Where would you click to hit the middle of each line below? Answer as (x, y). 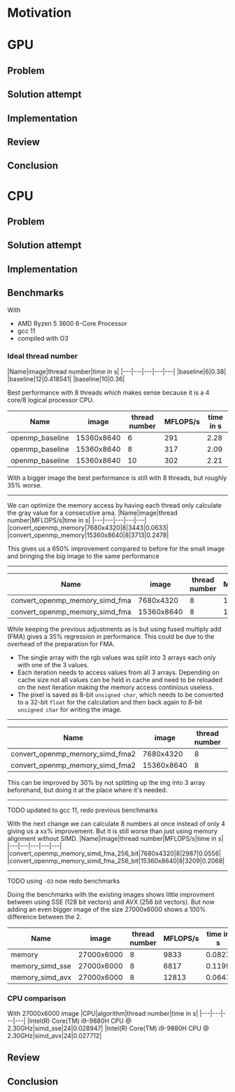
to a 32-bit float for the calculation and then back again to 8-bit (110, 702)
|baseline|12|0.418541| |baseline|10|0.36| (66, 378)
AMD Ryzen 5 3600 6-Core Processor (72, 323)
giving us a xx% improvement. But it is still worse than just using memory (113, 831)
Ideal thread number (43, 356)
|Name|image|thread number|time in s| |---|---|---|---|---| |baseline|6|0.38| (117, 371)
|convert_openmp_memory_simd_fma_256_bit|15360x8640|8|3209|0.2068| (116, 860)
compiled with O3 (43, 338)
